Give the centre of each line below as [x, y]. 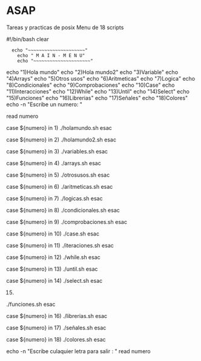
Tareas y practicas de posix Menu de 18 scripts [65, 27]
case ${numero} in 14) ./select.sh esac [54, 280]
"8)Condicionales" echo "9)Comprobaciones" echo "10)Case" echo [91, 85]
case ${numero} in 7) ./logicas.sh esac [54, 198]
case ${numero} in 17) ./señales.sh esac [56, 328]
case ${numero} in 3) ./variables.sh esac [57, 151]
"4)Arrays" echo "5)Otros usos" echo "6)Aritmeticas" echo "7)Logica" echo [101, 78]
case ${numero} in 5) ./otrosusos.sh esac [58, 175]
